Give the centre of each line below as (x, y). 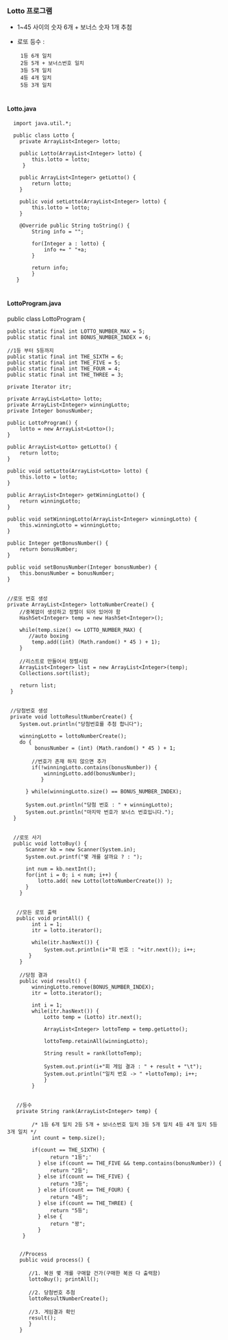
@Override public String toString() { (75, 226)
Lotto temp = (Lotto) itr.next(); (93, 1017)
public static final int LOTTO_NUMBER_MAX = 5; (76, 331)
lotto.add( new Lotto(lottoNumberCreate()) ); (105, 881)
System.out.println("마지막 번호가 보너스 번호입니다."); (100, 812)
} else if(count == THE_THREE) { (85, 1203)
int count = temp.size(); (69, 1138)
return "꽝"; (68, 1224)
